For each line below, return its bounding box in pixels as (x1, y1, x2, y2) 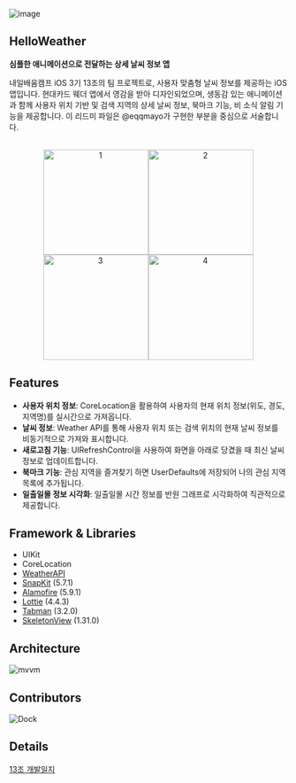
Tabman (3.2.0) (21, 606, 79, 616)
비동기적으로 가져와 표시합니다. (21, 433, 130, 444)
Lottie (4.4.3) (21, 596, 70, 607)
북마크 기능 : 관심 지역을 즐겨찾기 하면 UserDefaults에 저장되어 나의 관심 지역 (21, 466, 286, 477)
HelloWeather (9, 34, 87, 49)
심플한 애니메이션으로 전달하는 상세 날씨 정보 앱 (9, 58, 171, 69)
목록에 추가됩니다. (21, 477, 84, 488)
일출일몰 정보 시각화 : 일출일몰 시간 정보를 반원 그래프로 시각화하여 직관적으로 (21, 488, 285, 500)
